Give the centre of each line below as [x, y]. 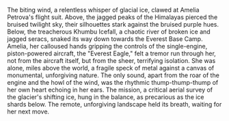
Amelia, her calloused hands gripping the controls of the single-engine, [107, 46]
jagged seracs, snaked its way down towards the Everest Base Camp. [105, 39]
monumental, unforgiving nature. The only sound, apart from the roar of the [113, 75]
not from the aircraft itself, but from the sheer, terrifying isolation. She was [111, 60]
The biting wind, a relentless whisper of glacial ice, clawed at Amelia [103, 10]
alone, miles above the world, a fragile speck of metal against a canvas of [111, 68]
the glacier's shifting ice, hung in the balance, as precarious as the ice [106, 97]
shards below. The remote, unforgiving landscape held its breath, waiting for [114, 104]
